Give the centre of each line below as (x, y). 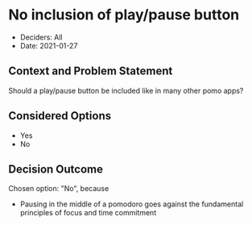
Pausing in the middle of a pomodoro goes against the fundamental (132, 204)
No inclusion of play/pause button (124, 15)
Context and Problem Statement (91, 71)
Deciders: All (41, 37)
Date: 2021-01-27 (49, 45)
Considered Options (60, 116)
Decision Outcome (56, 169)
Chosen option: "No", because (59, 189)
